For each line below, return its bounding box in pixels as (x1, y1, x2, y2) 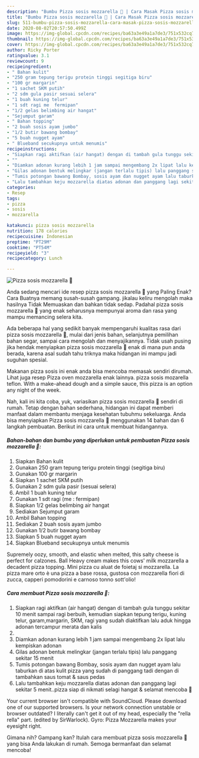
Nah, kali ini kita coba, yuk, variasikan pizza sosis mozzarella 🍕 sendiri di (6, 398, 184, 405)
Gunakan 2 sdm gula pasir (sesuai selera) (15, 483, 117, 490)
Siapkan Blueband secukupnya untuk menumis (15, 539, 129, 546)
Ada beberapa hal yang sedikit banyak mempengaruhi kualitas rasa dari (6, 325, 181, 332)
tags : (6, 196, 20, 201)
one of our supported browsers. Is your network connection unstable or (6, 704, 181, 711)
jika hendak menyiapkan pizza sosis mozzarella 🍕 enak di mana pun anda (6, 344, 185, 351)
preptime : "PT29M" (6, 239, 52, 245)
